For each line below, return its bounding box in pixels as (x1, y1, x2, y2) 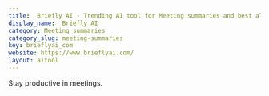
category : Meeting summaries (8, 26, 106, 34)
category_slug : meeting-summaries (8, 34, 124, 42)
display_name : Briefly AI (8, 19, 98, 27)
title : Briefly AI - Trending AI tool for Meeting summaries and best (8, 11, 252, 20)
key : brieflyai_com (8, 42, 74, 50)
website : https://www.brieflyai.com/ (8, 49, 134, 57)
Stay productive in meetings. (8, 78, 103, 88)
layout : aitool (8, 57, 59, 65)
